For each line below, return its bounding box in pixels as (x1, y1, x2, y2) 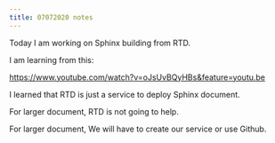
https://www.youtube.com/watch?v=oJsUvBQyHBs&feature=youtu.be (9, 72, 265, 83)
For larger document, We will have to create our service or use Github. (9, 123, 267, 134)
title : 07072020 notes (9, 12, 93, 22)
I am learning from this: (9, 54, 94, 65)
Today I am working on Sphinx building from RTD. (9, 37, 191, 48)
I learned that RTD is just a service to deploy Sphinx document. (9, 89, 240, 99)
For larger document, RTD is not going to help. (9, 106, 180, 116)
